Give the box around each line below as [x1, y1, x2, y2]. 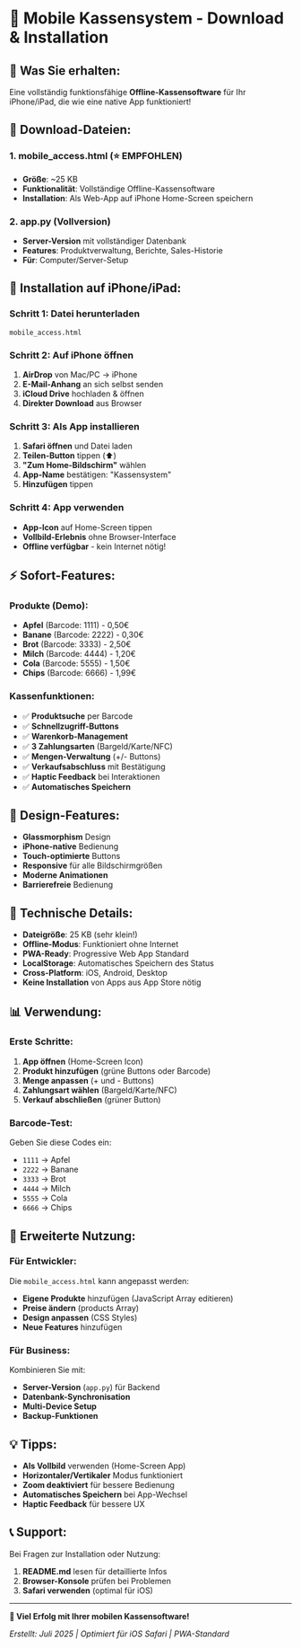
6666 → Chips [21, 1202, 73, 1213]
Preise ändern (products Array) [21, 1302, 140, 1313]
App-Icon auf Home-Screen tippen [21, 521, 152, 533]
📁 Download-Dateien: [9, 122, 132, 137]
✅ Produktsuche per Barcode [21, 710, 133, 722]
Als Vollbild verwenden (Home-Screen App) [21, 1460, 186, 1471]
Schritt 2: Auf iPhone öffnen [9, 349, 134, 361]
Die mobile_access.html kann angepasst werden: [9, 1275, 190, 1286]
